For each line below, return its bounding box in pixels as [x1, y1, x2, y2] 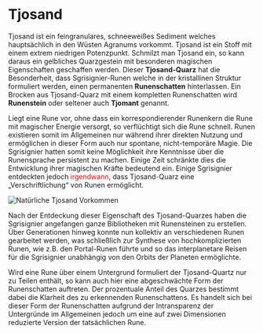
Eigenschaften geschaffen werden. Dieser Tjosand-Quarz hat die [8, 64, 221, 74]
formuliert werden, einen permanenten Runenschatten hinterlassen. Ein [8, 81, 241, 91]
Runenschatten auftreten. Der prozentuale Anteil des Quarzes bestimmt [8, 284, 239, 294]
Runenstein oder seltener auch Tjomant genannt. [8, 98, 170, 108]
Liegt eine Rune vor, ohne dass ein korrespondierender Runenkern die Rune [8, 113, 254, 123]
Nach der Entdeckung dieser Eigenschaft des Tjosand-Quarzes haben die [8, 210, 247, 220]
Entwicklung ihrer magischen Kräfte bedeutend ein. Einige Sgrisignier [8, 163, 233, 173]
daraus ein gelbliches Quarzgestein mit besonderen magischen [8, 57, 213, 66]
